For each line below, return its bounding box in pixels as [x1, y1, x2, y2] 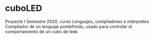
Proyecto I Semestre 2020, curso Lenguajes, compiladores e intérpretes [5, 19, 149, 24]
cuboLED [5, 3, 42, 14]
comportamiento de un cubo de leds [5, 29, 78, 34]
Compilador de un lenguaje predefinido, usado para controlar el [5, 23, 132, 29]
